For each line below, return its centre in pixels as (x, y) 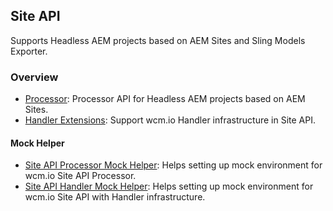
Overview (34, 77)
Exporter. (29, 51)
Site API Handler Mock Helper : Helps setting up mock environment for (169, 186)
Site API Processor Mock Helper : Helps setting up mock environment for (173, 165)
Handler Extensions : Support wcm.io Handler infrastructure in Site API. (170, 120)
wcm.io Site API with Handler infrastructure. (115, 197)
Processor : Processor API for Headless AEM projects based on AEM (165, 99)
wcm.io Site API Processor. (80, 176)
